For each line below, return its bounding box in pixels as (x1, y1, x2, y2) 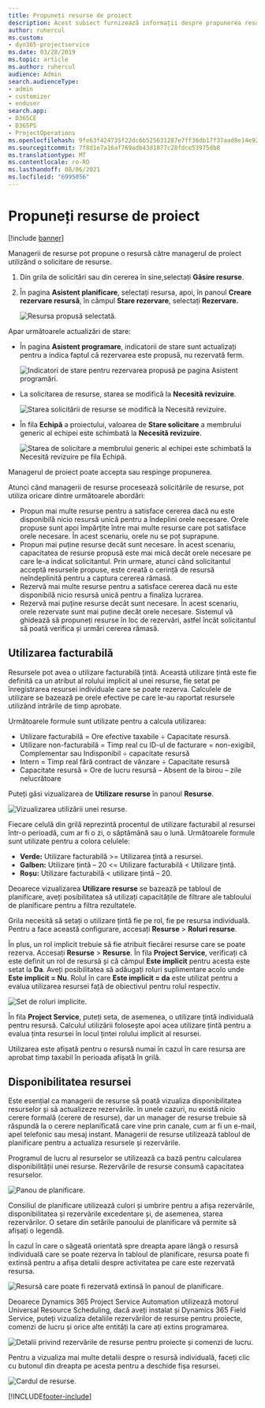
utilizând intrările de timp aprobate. (8, 700, 122, 711)
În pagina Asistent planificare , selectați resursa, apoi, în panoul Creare (19, 287, 252, 297)
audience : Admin (8, 70, 62, 78)
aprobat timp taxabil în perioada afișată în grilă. (8, 1052, 162, 1062)
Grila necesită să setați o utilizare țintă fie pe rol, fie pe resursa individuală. (8, 915, 250, 925)
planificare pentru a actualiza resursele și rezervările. (8, 1138, 181, 1147)
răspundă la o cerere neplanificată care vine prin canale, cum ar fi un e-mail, (8, 1121, 257, 1131)
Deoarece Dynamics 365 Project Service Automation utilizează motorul (8, 1297, 239, 1307)
